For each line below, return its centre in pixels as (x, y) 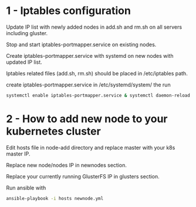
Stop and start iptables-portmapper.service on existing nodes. (81, 44)
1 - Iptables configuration (68, 11)
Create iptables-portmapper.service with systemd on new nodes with (90, 56)
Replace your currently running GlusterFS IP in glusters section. (83, 176)
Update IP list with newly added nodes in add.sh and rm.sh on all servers (94, 27)
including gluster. (27, 33)
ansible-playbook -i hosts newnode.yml (55, 198)
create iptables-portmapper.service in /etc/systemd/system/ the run (89, 84)
